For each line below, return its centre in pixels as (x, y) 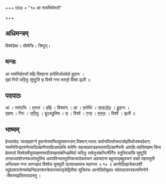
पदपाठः (13, 96)
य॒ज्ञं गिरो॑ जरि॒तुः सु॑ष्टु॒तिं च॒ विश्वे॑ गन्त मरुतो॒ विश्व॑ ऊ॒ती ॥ (48, 79)
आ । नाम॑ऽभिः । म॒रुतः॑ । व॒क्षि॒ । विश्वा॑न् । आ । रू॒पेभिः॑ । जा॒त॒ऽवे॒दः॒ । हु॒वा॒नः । (67, 108)
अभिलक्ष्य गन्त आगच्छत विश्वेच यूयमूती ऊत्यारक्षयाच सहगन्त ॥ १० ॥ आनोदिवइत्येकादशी (74, 164)
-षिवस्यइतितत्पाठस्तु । (23, 175)
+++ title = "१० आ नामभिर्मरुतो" (33, 8)
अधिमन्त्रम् (17, 33)
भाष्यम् (12, 129)
